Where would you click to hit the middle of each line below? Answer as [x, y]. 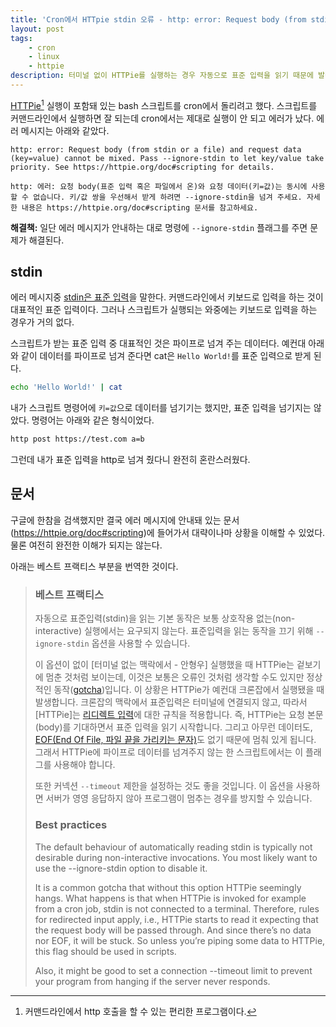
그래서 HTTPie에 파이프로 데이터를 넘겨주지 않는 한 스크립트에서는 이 [169, 752]
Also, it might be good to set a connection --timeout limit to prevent [173, 970]
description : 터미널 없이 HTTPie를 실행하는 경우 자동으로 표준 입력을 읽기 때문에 [162, 76]
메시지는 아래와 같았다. [65, 130]
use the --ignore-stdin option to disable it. [121, 868]
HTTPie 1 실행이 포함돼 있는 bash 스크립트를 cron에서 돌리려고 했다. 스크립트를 [164, 104]
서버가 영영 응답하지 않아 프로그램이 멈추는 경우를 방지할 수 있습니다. [179, 798]
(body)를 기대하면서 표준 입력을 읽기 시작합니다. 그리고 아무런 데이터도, [173, 727]
